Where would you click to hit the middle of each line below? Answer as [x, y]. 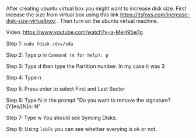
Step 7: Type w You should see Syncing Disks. [62, 118]
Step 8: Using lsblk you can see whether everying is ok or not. [82, 129]
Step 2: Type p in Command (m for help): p [57, 55]
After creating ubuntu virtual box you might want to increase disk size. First [96, 8]
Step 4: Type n [24, 77]
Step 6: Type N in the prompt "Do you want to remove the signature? [88, 100]
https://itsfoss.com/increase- [155, 15]
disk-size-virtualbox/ [31, 21]
